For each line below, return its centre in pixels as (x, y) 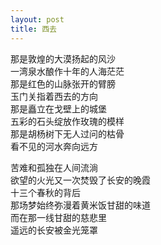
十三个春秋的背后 (45, 192)
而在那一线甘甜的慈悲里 (58, 217)
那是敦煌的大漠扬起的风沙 (63, 58)
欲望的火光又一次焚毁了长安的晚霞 (80, 180)
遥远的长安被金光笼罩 (54, 230)
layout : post (37, 19)
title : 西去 (33, 29)
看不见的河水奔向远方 (54, 146)
